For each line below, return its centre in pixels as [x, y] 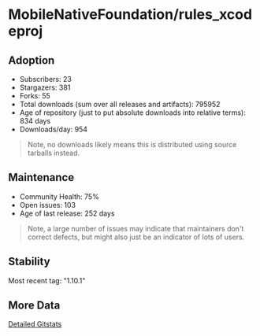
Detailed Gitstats [35, 324]
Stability [29, 262]
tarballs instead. [54, 153]
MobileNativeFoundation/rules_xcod [130, 15]
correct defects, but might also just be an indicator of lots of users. [136, 237]
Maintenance [41, 177]
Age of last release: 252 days [67, 213]
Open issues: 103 [48, 205]
